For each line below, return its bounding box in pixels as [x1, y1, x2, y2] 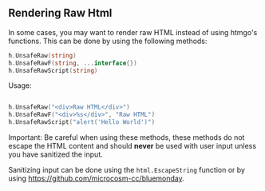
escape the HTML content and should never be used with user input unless [8, 141, 257, 151]
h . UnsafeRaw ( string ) [8, 51, 77, 59]
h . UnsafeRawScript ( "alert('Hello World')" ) [8, 118, 156, 126]
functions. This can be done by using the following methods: [8, 36, 208, 46]
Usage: [8, 81, 32, 90]
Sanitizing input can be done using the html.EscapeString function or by [8, 165, 246, 175]
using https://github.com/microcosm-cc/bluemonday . [8, 173, 185, 183]
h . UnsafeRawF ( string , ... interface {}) [8, 59, 137, 67]
